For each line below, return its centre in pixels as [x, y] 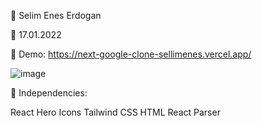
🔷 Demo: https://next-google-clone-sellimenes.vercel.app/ [131, 54]
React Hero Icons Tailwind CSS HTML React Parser [115, 112]
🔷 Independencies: [49, 93]
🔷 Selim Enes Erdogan [56, 15]
